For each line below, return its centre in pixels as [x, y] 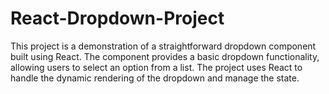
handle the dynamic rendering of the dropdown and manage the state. [155, 78]
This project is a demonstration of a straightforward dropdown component [163, 46]
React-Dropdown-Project [117, 18]
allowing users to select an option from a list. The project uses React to [156, 67]
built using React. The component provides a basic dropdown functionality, [165, 56]
